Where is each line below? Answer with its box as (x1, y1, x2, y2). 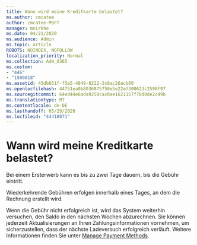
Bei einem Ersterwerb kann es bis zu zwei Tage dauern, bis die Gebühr (6, 171, 179, 179)
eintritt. (6, 177, 24, 184)
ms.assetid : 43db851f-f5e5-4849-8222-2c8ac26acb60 (6, 81, 134, 87)
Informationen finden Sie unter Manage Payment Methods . (6, 232, 150, 239)
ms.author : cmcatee (6, 14, 55, 20)
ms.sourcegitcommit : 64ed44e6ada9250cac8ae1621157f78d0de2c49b (6, 91, 166, 97)
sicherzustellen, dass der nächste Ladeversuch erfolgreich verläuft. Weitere (6, 226, 192, 233)
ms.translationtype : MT (6, 97, 65, 103)
